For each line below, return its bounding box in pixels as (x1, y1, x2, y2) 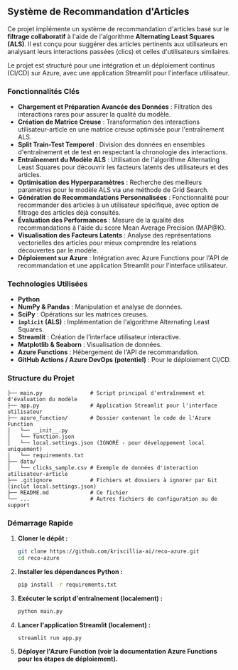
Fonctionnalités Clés (7, 86, 80, 96)
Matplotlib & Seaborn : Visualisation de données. (17, 341, 162, 349)
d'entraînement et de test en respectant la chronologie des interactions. (17, 148, 228, 156)
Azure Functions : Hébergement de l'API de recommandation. (17, 348, 200, 356)
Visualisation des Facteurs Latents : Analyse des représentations (17, 231, 212, 240)
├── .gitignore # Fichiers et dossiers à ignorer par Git (7, 477, 218, 484)
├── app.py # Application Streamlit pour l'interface (7, 402, 218, 409)
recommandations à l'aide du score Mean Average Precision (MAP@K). (17, 223, 227, 232)
